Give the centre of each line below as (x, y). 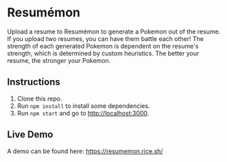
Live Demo (30, 135)
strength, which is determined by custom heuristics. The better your (103, 53)
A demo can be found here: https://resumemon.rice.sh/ (85, 151)
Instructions (34, 82)
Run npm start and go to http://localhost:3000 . (83, 113)
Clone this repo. (39, 98)
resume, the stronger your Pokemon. (59, 60)
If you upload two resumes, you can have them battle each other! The (106, 38)
